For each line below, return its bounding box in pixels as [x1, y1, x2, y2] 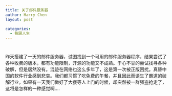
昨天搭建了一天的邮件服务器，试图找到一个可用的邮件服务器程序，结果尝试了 [5, 54, 167, 60]
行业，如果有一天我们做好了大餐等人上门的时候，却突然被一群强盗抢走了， [9, 79, 167, 85]
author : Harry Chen [5, 12, 47, 17]
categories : [5, 26, 31, 31]
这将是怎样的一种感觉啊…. [5, 85, 60, 92]
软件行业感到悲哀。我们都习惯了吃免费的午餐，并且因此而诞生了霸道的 [14, 73, 162, 79]
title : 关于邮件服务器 [5, 7, 49, 13]
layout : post [5, 17, 33, 22]
